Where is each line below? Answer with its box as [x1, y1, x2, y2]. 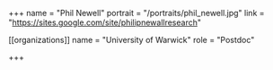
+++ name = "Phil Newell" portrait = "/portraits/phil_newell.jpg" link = [8, 8, 266, 18]
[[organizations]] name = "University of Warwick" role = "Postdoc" [8, 35, 255, 45]
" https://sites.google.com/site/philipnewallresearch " [8, 17, 202, 28]
